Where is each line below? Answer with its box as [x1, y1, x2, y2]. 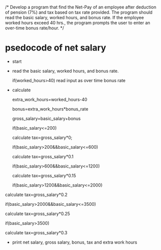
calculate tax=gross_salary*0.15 [12, 172, 76, 178]
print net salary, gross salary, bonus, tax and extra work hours [12, 239, 138, 245]
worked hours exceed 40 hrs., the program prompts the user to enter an [5, 20, 151, 26]
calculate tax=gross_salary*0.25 [5, 211, 70, 217]
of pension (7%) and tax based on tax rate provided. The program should [5, 9, 153, 15]
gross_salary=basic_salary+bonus [12, 115, 81, 121]
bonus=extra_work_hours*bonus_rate [12, 106, 89, 112]
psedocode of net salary [5, 42, 106, 54]
